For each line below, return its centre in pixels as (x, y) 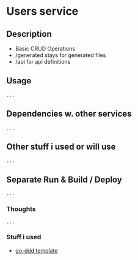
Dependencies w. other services (69, 114)
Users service (42, 11)
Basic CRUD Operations (45, 48)
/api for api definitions (43, 62)
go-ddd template (36, 250)
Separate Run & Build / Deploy (64, 179)
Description (29, 34)
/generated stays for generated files (60, 55)
